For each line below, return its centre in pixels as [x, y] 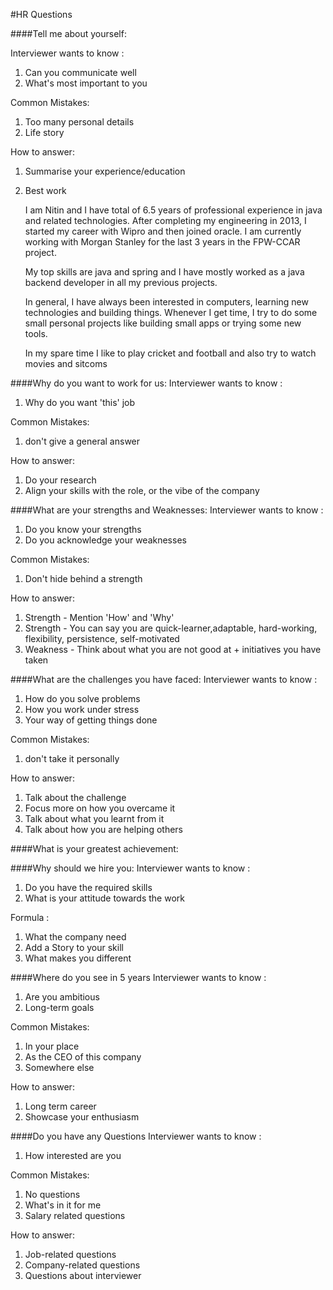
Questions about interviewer [83, 1275]
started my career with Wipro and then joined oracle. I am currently [163, 231]
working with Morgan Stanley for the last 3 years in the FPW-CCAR [162, 242]
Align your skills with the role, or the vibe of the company [142, 490]
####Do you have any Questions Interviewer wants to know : [136, 1136]
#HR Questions [41, 14]
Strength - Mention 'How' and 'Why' [99, 617]
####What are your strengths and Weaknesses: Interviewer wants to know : [167, 510]
